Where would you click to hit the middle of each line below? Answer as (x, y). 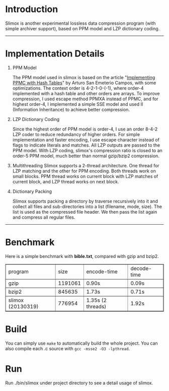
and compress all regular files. (44, 217)
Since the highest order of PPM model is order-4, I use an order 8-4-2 (85, 129)
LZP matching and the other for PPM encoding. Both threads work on (84, 171)
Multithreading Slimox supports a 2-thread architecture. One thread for (86, 165)
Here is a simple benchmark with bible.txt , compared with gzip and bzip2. (82, 256)
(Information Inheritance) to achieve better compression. (71, 109)
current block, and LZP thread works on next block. (66, 181)
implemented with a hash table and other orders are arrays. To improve (86, 93)
